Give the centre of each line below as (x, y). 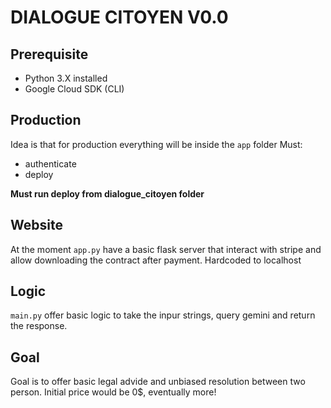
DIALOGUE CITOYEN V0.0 (119, 17)
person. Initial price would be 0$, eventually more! (113, 392)
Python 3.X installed (66, 78)
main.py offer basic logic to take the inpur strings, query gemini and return (163, 315)
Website (36, 225)
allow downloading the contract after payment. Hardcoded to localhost (156, 260)
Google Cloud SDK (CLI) (74, 89)
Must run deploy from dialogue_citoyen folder (107, 193)
